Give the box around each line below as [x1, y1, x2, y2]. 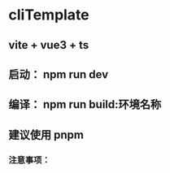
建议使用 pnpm [8, 128, 84, 141]
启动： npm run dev [8, 67, 109, 81]
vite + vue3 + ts [8, 38, 89, 52]
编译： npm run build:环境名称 [8, 97, 162, 111]
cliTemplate [8, 6, 89, 24]
